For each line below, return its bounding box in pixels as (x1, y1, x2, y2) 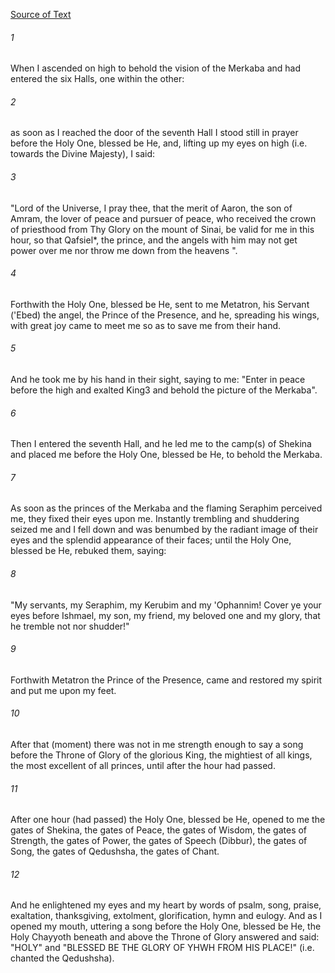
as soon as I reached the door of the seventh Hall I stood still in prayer (10, 127, 299, 139)
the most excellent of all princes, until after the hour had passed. (10, 760, 276, 772)
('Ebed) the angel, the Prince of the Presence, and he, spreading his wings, (10, 309, 320, 321)
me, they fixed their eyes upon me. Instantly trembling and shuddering (10, 513, 300, 525)
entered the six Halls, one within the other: (10, 73, 185, 85)
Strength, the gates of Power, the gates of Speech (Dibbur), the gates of (10, 835, 308, 847)
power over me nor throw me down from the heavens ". (10, 244, 238, 256)
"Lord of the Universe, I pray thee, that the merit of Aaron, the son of (10, 202, 293, 214)
